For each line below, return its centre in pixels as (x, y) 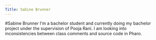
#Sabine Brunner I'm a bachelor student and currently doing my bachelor (78, 23)
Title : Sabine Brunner (28, 9)
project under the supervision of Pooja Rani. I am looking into (66, 28)
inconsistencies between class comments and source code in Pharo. (73, 33)
